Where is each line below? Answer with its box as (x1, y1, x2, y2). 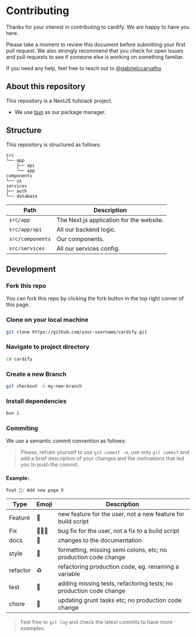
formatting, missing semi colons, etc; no (58, 546, 167, 554)
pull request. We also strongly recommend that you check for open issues (6, 47, 184, 54)
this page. (6, 301, 30, 308)
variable (58, 570, 80, 578)
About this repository (6, 82, 86, 92)
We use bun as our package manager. (14, 108, 106, 115)
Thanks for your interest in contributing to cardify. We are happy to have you (6, 23, 190, 30)
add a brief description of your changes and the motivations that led (20, 455, 184, 462)
